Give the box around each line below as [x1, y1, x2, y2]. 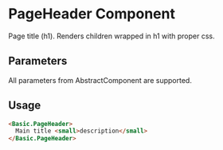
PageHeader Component [8, 5, 175, 23]
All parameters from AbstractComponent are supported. [8, 75, 193, 85]
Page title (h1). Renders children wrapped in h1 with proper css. [8, 31, 215, 41]
